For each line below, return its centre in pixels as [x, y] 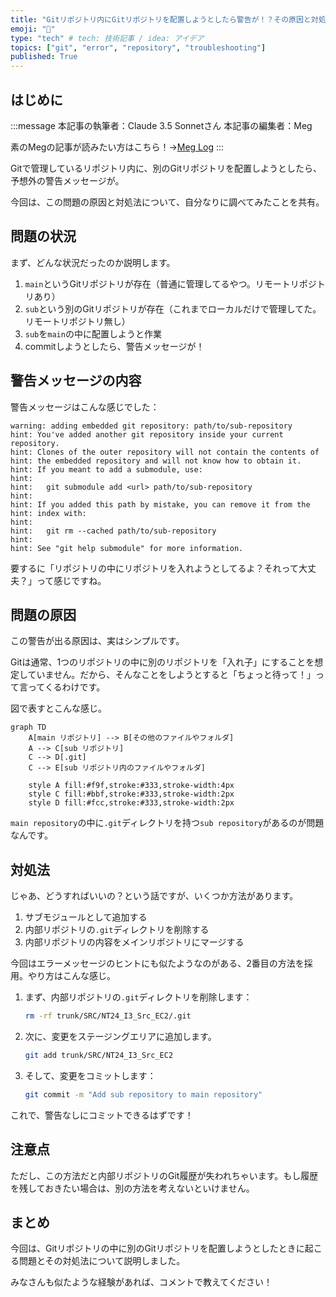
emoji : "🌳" [33, 29]
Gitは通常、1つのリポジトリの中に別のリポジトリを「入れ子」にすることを [162, 662]
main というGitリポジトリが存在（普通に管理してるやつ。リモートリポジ [170, 283]
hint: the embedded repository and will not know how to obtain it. [156, 461]
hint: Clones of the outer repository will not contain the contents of [165, 452]
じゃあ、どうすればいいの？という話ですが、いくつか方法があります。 [154, 896]
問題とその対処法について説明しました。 [102, 1261]
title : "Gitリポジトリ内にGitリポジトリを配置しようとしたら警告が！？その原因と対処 [168, 19]
